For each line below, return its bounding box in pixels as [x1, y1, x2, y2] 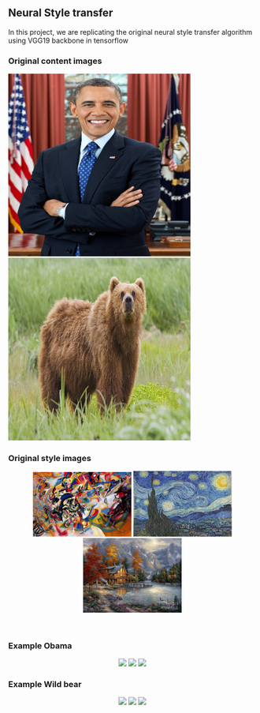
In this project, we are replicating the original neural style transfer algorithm [8, 27, 253, 36]
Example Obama [8, 640, 72, 651]
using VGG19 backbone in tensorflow [8, 36, 128, 45]
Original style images [8, 453, 92, 464]
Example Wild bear [8, 678, 82, 689]
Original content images [8, 55, 102, 66]
